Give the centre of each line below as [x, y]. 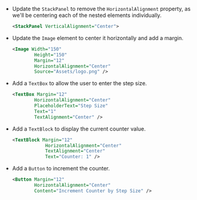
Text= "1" [45, 111]
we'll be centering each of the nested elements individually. [87, 15]
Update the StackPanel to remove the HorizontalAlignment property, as [101, 9]
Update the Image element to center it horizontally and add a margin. [98, 38]
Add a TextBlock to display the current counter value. [79, 129]
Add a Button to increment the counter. [61, 168]
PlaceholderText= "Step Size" [71, 106]
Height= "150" [51, 55]
